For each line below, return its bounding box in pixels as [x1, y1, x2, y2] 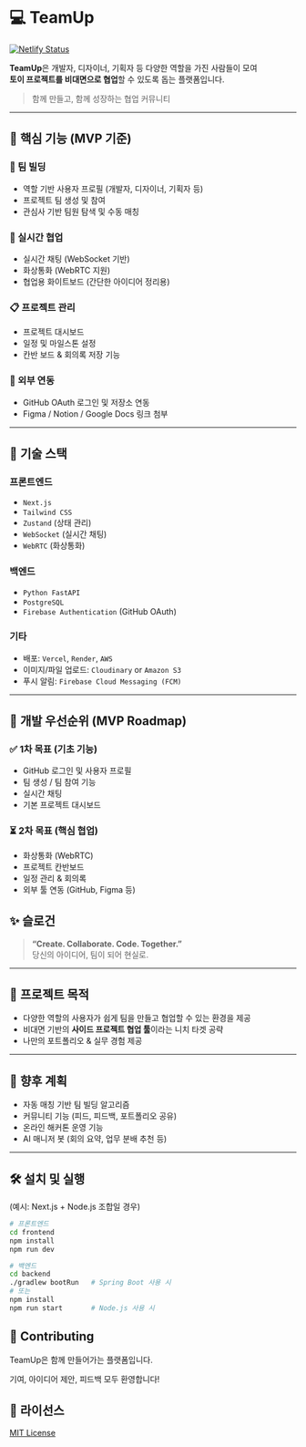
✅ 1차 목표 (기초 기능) [9, 743, 98, 756]
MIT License [9, 1428, 56, 1439]
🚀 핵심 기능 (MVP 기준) [9, 131, 132, 147]
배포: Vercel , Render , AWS [22, 653, 113, 664]
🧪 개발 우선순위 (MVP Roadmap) [9, 713, 187, 729]
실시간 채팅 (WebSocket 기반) [22, 253, 130, 264]
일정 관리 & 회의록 [22, 873, 87, 884]
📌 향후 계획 [9, 1073, 68, 1089]
